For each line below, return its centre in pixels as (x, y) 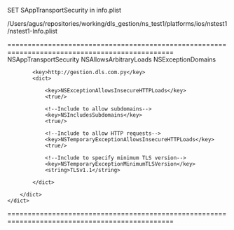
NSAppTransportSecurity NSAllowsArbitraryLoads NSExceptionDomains (111, 59)
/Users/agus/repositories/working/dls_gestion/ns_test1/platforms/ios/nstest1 (117, 23)
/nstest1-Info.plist (32, 31)
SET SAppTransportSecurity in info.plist (64, 10)
